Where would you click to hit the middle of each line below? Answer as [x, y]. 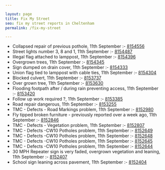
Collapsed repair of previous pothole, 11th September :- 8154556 [79, 46]
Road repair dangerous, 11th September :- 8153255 [64, 104]
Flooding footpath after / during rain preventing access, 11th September [85, 88]
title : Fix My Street [28, 19]
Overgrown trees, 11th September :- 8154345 [58, 62]
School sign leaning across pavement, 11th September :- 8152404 [80, 162]
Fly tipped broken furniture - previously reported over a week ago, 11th [84, 115]
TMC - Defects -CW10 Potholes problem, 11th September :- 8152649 [82, 131]
